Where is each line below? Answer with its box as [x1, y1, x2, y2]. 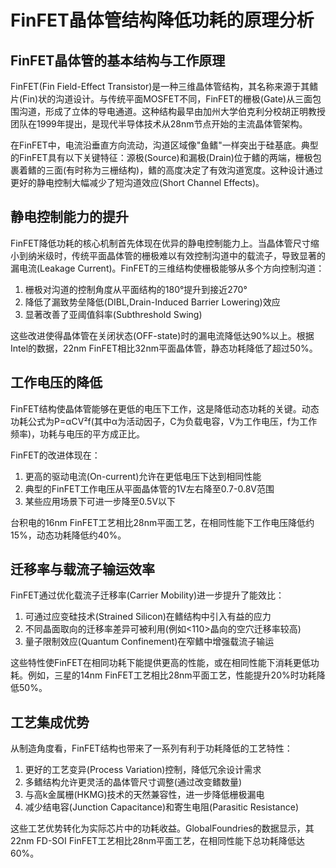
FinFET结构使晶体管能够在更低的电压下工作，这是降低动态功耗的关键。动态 [10, 402, 320, 415]
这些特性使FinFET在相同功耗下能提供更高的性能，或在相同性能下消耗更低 [10, 657, 311, 669]
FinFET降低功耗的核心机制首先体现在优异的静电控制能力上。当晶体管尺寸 [10, 237, 311, 249]
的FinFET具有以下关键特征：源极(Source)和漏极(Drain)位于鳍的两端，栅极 [10, 152, 313, 163]
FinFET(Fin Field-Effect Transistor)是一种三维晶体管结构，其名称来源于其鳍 [10, 81, 319, 92]
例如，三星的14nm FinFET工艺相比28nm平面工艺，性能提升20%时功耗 [27, 669, 317, 681]
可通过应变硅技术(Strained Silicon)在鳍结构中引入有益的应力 [24, 611, 272, 623]
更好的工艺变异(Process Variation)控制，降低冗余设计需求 [24, 764, 262, 776]
